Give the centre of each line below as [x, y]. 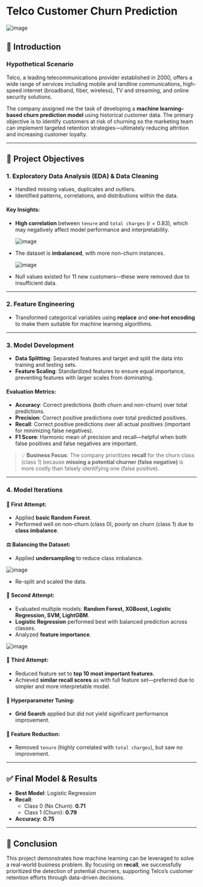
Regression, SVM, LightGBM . [52, 615]
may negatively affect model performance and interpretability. [92, 229]
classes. [25, 628]
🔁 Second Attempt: [31, 595]
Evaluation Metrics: [31, 391]
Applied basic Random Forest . [53, 518]
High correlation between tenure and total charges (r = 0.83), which [101, 223]
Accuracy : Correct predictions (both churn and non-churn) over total [101, 405]
